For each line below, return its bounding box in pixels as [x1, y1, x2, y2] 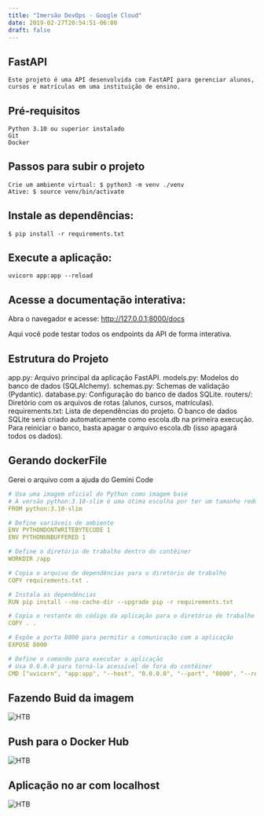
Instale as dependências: [8, 209, 134, 222]
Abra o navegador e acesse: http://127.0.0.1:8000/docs [8, 314, 185, 324]
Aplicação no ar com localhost [8, 778, 160, 792]
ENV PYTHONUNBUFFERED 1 [8, 533, 86, 542]
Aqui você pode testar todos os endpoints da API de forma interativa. [8, 329, 232, 338]
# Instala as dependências [8, 591, 97, 598]
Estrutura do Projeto [8, 352, 109, 365]
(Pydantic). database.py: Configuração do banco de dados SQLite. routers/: [8, 390, 253, 399]
